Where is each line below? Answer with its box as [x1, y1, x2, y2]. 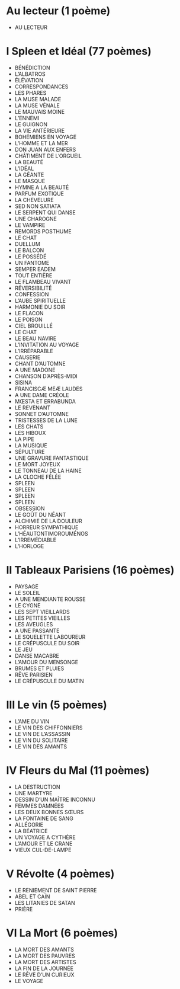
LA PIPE [14, 436, 34, 443]
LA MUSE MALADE [14, 95, 62, 103]
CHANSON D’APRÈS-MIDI [14, 372, 78, 380]
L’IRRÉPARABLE [14, 347, 53, 354]
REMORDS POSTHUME [14, 228, 72, 235]
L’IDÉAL [14, 165, 34, 172]
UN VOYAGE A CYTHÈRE [14, 834, 76, 841]
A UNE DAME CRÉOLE [14, 391, 69, 398]
